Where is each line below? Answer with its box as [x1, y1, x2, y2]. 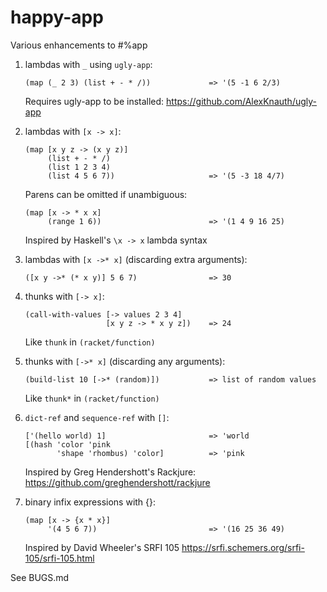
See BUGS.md [10, 571, 70, 583]
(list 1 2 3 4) [47, 162, 111, 172]
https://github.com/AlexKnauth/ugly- [166, 95, 318, 107]
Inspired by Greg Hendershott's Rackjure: [24, 466, 197, 478]
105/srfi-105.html [24, 552, 95, 564]
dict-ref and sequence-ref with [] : [24, 411, 170, 423]
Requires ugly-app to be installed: [24, 95, 165, 107]
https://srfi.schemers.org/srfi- [181, 541, 305, 553]
